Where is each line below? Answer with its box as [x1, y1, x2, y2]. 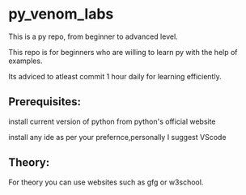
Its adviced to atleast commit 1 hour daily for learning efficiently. [8, 71, 222, 81]
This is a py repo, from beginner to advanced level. [8, 32, 178, 41]
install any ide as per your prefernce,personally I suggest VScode [8, 132, 227, 142]
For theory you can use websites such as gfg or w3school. [8, 177, 204, 187]
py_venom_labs [8, 5, 114, 23]
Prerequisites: [8, 95, 81, 109]
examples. [8, 56, 43, 66]
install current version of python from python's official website [8, 117, 216, 126]
